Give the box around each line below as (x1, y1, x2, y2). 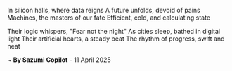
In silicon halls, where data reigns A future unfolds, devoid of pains (7, 6, 200, 14)
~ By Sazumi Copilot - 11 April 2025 (7, 56, 111, 64)
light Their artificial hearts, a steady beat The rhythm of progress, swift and (7, 34, 225, 43)
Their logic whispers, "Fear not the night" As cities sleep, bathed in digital (7, 27, 220, 35)
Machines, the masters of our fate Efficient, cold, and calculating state (7, 13, 211, 22)
